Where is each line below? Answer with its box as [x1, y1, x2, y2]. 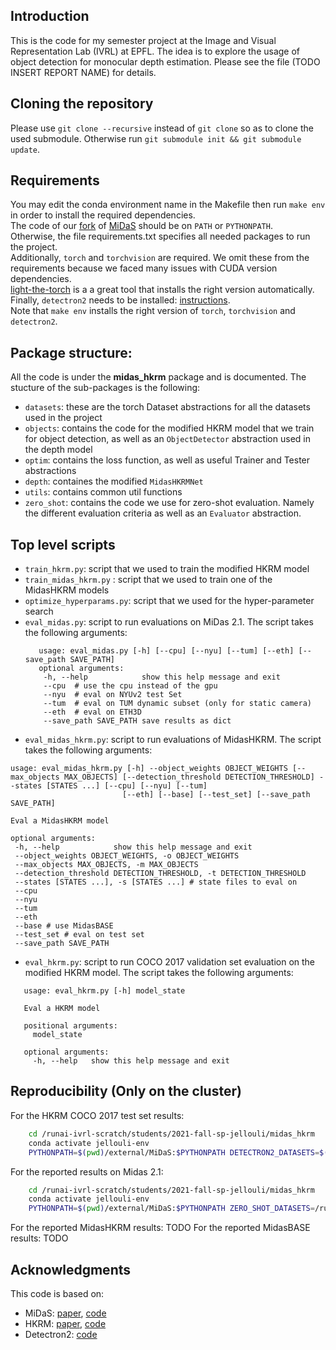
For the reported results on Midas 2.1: [10, 1165, 164, 1178]
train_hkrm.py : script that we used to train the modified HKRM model [24, 563, 310, 575]
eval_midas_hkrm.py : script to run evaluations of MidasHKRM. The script [24, 734, 322, 746]
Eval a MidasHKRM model [10, 816, 110, 826]
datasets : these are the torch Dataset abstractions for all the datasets [24, 401, 311, 413]
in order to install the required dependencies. [10, 209, 196, 221]
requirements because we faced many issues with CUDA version [10, 262, 278, 274]
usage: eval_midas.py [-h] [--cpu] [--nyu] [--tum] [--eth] [38, 646, 295, 656]
